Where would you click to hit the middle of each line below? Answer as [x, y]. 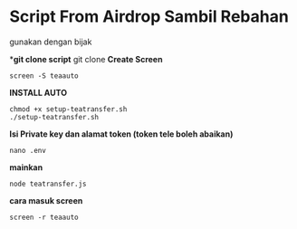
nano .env [28, 150]
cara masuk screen [46, 200]
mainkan [26, 167]
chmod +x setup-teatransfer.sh [68, 109]
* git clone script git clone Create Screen [86, 59]
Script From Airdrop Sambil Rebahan [149, 17]
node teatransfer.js [48, 184]
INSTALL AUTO [38, 92]
